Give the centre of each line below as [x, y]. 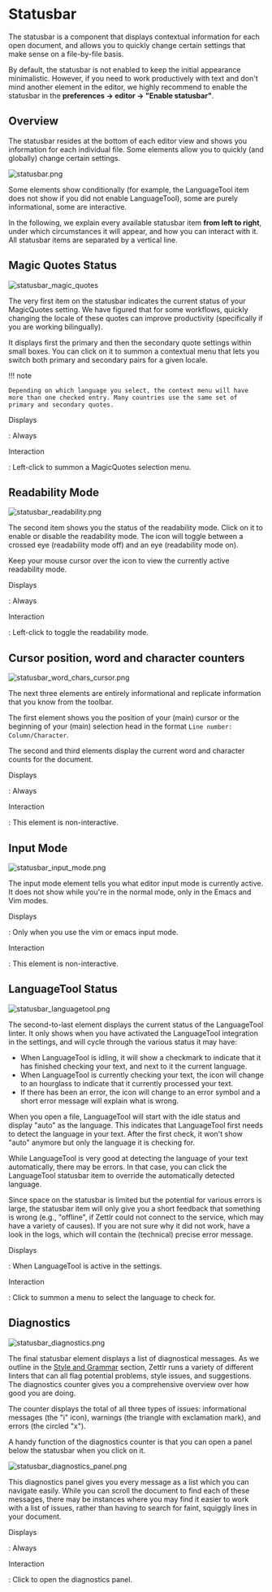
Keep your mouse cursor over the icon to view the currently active [119, 561]
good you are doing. [42, 1393]
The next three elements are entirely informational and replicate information [135, 694]
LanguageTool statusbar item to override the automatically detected [122, 1175]
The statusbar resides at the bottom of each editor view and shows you [128, 141]
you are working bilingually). [56, 327]
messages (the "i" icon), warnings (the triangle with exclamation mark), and [135, 1417]
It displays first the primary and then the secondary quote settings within [130, 342]
